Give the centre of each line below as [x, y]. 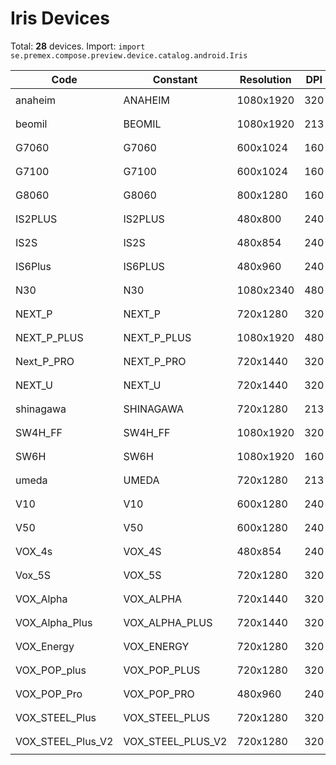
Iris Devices [60, 18]
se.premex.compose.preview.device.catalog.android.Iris [129, 55]
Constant [175, 79]
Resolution [265, 79]
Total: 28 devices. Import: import [78, 46]
